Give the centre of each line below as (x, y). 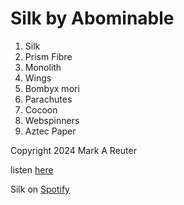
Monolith (43, 67)
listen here (32, 169)
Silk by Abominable (92, 18)
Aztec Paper (50, 131)
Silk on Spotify (40, 189)
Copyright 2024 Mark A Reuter (73, 150)
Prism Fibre (48, 56)
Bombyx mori (52, 88)
